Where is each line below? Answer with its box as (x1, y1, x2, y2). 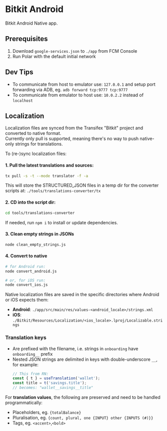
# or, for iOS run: (5, 277, 46, 283)
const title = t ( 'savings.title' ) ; (12, 380, 87, 386)
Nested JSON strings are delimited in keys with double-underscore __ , (12, 356, 157, 362)
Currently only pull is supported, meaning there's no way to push (5, 135, 139, 141)
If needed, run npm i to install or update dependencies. (5, 219, 118, 225)
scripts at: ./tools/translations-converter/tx (5, 188, 101, 194)
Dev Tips (5, 68, 33, 76)
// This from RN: (12, 371, 49, 376)
